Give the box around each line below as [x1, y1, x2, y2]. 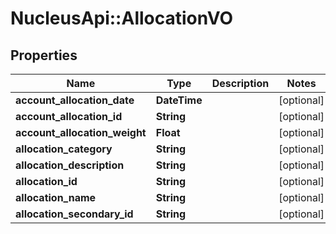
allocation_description [15, 158, 125, 172]
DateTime [155, 93, 203, 107]
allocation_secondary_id [15, 207, 134, 221]
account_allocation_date [15, 93, 135, 107]
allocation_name [15, 191, 97, 204]
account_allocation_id [15, 110, 123, 123]
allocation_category [15, 142, 113, 156]
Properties [10, 47, 78, 64]
